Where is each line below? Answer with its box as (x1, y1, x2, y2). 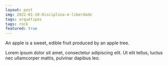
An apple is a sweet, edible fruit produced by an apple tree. (5, 40, 130, 46)
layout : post (5, 7, 33, 13)
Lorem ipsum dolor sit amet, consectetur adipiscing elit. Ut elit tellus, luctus (5, 50, 163, 56)
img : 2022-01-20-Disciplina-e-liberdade (5, 12, 93, 17)
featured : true (5, 26, 38, 31)
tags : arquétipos (5, 17, 42, 22)
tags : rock (5, 21, 29, 27)
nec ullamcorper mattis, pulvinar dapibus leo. (5, 55, 100, 61)
